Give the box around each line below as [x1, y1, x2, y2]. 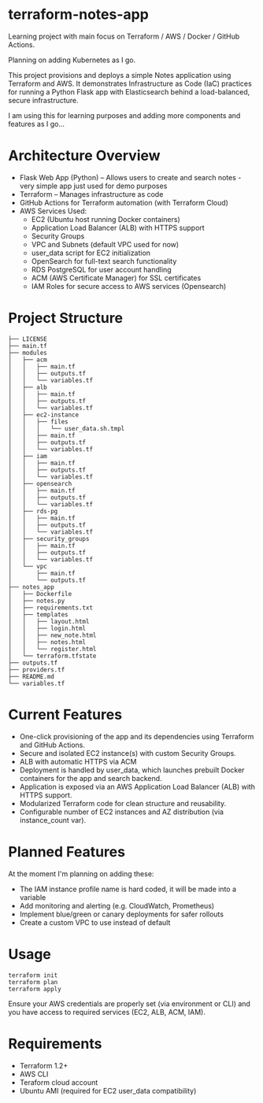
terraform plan [8, 978, 58, 986]
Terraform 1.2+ [19, 1060, 69, 1070]
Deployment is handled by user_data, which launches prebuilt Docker [19, 765, 245, 775]
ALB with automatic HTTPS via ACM [19, 757, 137, 766]
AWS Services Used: [19, 206, 87, 216]
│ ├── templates [8, 610, 69, 619]
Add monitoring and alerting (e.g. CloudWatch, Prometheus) [19, 901, 215, 910]
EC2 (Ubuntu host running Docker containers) [31, 214, 181, 224]
